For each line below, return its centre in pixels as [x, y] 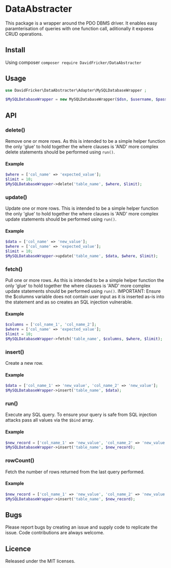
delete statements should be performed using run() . [60, 152]
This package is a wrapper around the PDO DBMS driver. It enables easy [81, 23]
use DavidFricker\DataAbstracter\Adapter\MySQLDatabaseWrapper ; [76, 90]
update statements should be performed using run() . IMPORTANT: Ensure [83, 291]
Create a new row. [24, 363]
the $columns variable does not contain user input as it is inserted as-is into [85, 297]
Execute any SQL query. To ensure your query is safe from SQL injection [81, 414]
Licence [18, 549]
